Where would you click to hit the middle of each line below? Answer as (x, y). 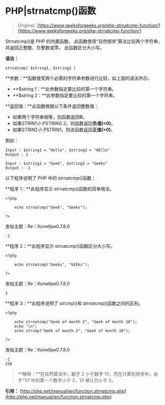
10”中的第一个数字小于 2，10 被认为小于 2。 (70, 380)
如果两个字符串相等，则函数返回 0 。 (50, 117)
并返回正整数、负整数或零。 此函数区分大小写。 (55, 47)
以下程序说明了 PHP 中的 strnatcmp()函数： (51, 178)
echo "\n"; (26, 326)
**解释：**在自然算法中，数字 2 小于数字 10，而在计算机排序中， (86, 374)
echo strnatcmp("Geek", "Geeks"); (51, 207)
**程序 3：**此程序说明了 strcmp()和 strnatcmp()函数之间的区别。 (74, 303)
